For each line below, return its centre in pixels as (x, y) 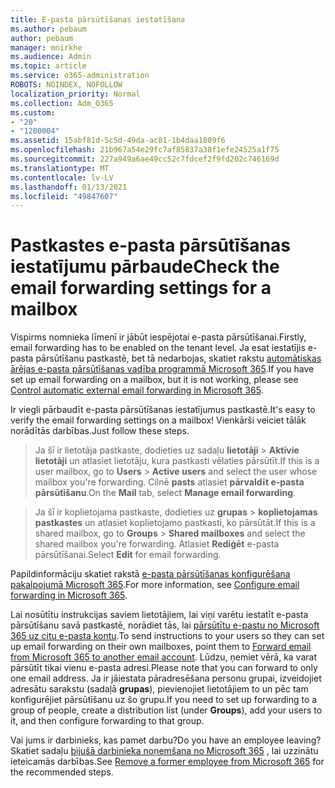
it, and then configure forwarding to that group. (107, 721)
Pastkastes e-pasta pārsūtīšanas (150, 245)
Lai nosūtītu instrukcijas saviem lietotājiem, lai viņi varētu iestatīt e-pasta (159, 615)
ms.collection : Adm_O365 (62, 103)
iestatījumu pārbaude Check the (145, 267)
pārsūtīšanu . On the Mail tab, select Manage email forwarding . (165, 493)
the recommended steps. (62, 772)
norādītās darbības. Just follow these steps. (100, 431)
